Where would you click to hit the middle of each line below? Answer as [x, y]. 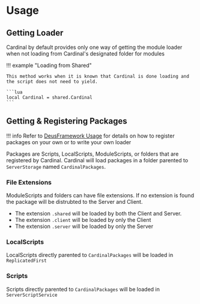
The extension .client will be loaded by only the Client [83, 220]
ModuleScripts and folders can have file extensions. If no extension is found [100, 195]
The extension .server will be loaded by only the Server [84, 226]
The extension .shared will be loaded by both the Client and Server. [98, 214]
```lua [14, 92]
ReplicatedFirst [26, 261]
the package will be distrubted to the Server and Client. [74, 202]
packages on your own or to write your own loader [69, 142]
